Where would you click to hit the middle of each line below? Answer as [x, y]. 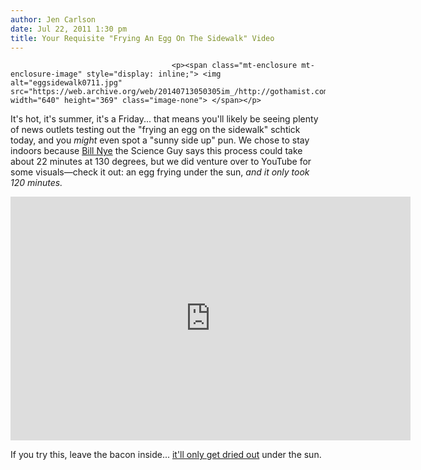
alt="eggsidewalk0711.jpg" [66, 83]
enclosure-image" [46, 74]
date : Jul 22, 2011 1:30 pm [69, 29]
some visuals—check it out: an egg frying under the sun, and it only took [160, 172]
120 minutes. [36, 183]
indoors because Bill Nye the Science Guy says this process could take [156, 151]
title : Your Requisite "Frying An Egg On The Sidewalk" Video [142, 38]
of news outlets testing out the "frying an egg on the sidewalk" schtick [155, 130]
